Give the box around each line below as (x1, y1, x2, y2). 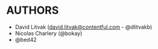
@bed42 (14, 36, 37, 43)
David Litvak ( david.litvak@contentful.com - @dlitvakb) (14, 23, 153, 30)
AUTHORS (6, 4, 59, 17)
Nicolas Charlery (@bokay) (14, 29, 83, 36)
